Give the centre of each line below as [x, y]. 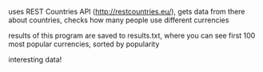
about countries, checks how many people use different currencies [119, 20]
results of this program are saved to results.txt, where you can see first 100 [132, 36]
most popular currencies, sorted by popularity [84, 44]
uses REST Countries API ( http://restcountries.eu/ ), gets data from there [127, 12]
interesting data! [35, 60]
